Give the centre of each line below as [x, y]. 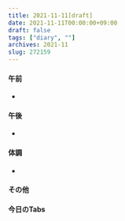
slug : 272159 [29, 52]
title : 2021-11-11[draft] [50, 15]
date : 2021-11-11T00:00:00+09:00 [63, 23]
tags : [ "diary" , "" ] [42, 37]
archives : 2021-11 [38, 45]
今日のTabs [27, 209]
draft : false [29, 30]
